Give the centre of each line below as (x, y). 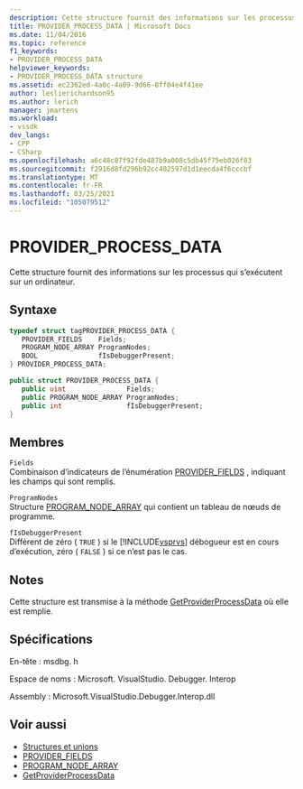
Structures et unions (60, 747)
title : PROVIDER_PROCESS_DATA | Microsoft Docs (101, 26)
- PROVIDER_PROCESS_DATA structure (76, 77)
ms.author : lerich (44, 102)
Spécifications (51, 640)
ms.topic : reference (48, 43)
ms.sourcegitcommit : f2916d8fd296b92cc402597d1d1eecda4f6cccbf (131, 169)
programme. (32, 516)
